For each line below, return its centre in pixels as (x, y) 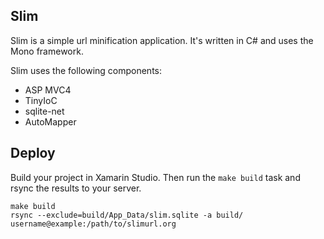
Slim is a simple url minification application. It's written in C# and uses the (162, 40)
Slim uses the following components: (86, 70)
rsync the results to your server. (76, 188)
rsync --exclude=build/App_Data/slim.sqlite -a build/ (127, 215)
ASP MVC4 (48, 90)
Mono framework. (47, 51)
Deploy (33, 153)
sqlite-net (44, 111)
